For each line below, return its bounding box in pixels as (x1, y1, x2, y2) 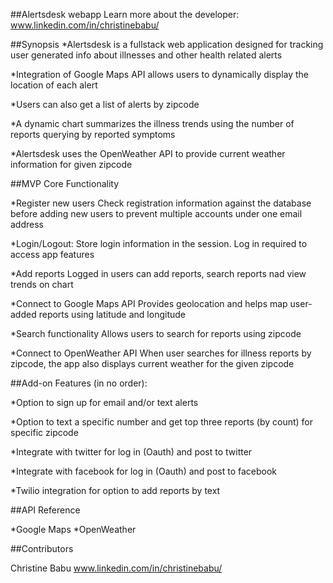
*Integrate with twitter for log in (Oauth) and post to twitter (10, 446, 253, 458)
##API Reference (10, 504, 81, 516)
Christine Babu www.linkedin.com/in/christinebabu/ (10, 562, 223, 574)
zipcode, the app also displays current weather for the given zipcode (10, 358, 295, 369)
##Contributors (10, 543, 74, 554)
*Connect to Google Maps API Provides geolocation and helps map (10, 298, 288, 309)
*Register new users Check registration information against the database (10, 197, 312, 209)
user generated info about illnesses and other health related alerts (10, 49, 283, 61)
